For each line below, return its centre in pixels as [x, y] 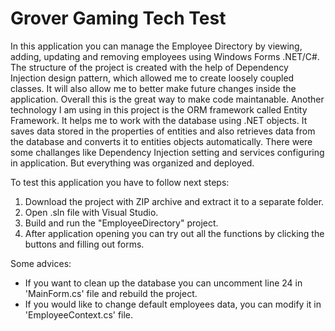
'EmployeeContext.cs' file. [79, 314]
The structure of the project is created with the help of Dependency [149, 67]
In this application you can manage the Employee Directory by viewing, [156, 46]
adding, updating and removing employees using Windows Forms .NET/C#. [165, 56]
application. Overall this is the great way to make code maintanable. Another [167, 99]
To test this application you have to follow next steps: [120, 182]
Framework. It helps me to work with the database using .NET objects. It [159, 120]
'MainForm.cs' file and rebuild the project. [111, 293]
